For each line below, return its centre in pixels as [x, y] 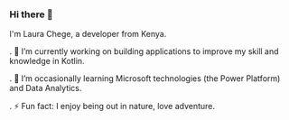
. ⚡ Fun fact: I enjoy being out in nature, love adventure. [112, 106]
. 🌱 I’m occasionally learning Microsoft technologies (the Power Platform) [145, 78]
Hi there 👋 [32, 14]
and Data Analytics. [46, 88]
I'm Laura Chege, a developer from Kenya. [88, 34]
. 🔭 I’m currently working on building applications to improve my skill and [144, 51]
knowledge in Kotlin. [47, 61]
